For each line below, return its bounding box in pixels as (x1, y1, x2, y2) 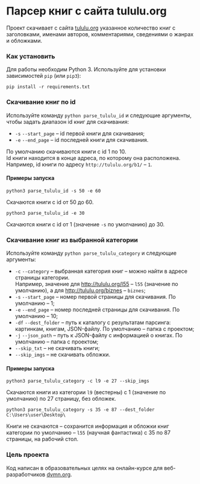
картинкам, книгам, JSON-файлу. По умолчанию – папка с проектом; (14, 325, 195, 333)
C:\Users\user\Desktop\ (6, 412, 66, 418)
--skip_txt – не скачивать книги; (14, 345, 100, 352)
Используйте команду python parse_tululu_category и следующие (6, 249, 177, 257)
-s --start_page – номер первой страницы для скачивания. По (14, 293, 176, 301)
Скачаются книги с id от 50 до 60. (6, 198, 94, 206)
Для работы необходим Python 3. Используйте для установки (6, 66, 166, 73)
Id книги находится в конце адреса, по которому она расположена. (6, 154, 181, 161)
